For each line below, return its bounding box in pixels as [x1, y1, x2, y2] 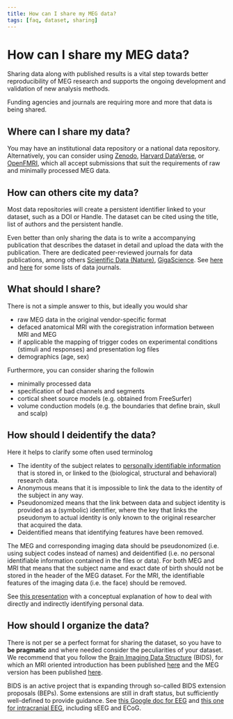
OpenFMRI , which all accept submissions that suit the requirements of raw [7, 159, 220, 167]
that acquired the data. [17, 520, 83, 529]
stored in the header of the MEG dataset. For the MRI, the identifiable [7, 571, 205, 580]
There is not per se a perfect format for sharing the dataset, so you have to [7, 638, 222, 646]
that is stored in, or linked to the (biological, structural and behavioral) [17, 469, 217, 477]
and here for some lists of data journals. [7, 263, 122, 272]
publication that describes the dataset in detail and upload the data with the [7, 241, 224, 250]
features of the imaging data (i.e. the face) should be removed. [7, 578, 187, 586]
